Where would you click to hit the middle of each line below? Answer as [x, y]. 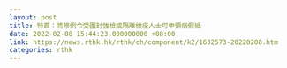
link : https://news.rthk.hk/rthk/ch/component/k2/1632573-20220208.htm [143, 42]
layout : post [33, 17]
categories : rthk [41, 50]
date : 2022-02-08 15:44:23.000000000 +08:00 [92, 34]
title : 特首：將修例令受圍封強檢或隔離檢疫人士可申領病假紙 [105, 26]
